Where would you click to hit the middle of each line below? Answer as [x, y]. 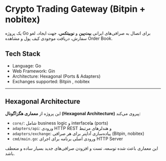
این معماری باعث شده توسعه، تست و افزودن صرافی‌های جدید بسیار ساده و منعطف [82, 148]
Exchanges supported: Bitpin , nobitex [51, 81]
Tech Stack [23, 54]
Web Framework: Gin [34, 71]
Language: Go [27, 65]
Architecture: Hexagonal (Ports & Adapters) [56, 76]
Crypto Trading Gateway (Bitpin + [75, 9]
